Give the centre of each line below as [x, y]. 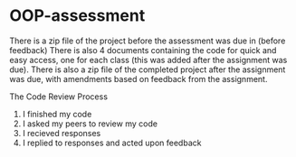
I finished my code [57, 114]
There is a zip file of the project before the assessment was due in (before [148, 41]
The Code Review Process [59, 97]
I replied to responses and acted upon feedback [112, 143]
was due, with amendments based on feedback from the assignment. [138, 78]
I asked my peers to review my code [90, 124]
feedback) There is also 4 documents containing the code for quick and [143, 50]
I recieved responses [62, 133]
